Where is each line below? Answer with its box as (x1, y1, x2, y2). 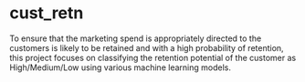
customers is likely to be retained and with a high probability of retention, (9, 42, 285, 53)
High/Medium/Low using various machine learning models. (9, 62, 231, 73)
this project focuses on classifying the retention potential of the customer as (9, 52, 297, 63)
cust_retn (9, 3, 84, 24)
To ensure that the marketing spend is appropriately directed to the (9, 33, 262, 44)
